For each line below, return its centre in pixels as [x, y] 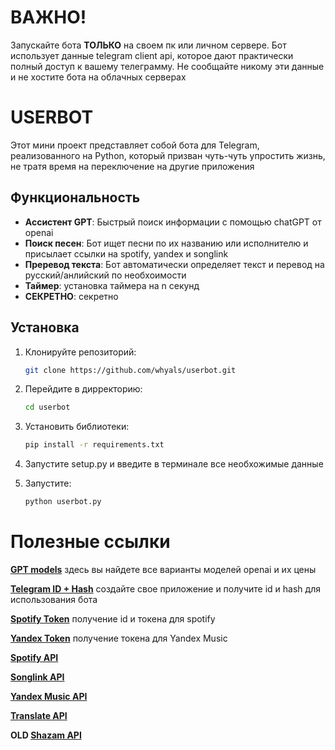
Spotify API [34, 657]
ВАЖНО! [48, 17]
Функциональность [75, 197]
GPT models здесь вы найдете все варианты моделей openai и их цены [163, 569]
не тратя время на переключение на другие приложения [132, 166]
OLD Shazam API [46, 735]
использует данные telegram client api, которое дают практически [152, 55]
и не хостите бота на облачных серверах [98, 77]
